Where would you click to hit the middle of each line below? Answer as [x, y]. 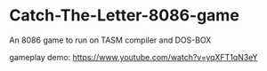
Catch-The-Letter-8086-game [125, 16]
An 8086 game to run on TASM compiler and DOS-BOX [110, 40]
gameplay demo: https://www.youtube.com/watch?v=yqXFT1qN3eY [133, 57]
